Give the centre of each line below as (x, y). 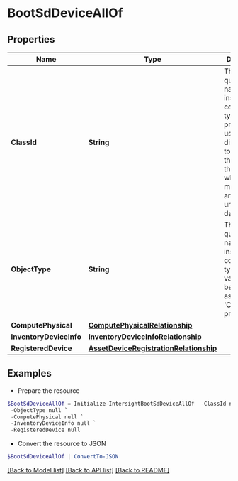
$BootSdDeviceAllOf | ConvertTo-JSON (63, 457)
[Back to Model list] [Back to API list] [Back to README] (89, 470)
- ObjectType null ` (39, 410)
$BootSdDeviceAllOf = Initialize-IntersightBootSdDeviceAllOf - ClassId (117, 404)
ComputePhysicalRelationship (140, 325)
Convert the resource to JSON (62, 444)
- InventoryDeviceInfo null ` (53, 423)
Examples (29, 373)
